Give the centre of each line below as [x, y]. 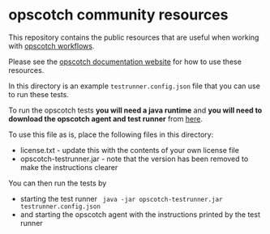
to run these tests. [39, 94]
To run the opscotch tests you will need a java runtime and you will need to [135, 110]
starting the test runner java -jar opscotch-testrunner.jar [121, 198]
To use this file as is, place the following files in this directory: [111, 134]
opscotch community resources [118, 15]
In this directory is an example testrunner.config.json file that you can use [135, 86]
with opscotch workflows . [51, 45]
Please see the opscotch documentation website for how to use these [125, 62]
